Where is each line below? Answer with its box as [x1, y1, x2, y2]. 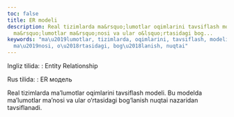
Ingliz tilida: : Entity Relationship [7, 62, 98, 70]
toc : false [7, 10, 39, 17]
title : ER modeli [7, 17, 58, 24]
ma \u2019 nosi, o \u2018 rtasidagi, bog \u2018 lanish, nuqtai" [13, 42, 189, 49]
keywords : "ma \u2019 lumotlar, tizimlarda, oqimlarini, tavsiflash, [7, 36, 208, 43]
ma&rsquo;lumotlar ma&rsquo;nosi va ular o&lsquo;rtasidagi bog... [13, 29, 214, 37]
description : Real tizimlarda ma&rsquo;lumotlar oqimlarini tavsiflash [7, 23, 219, 30]
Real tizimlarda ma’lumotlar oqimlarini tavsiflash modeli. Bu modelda [7, 88, 203, 97]
